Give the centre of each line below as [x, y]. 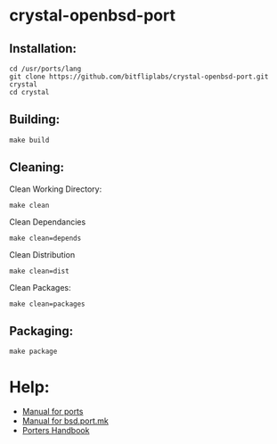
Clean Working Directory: [56, 189]
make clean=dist [39, 271]
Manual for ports [53, 412]
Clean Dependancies [48, 222]
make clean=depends [45, 238]
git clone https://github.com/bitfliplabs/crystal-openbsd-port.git [139, 77]
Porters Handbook [56, 431]
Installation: [43, 49]
